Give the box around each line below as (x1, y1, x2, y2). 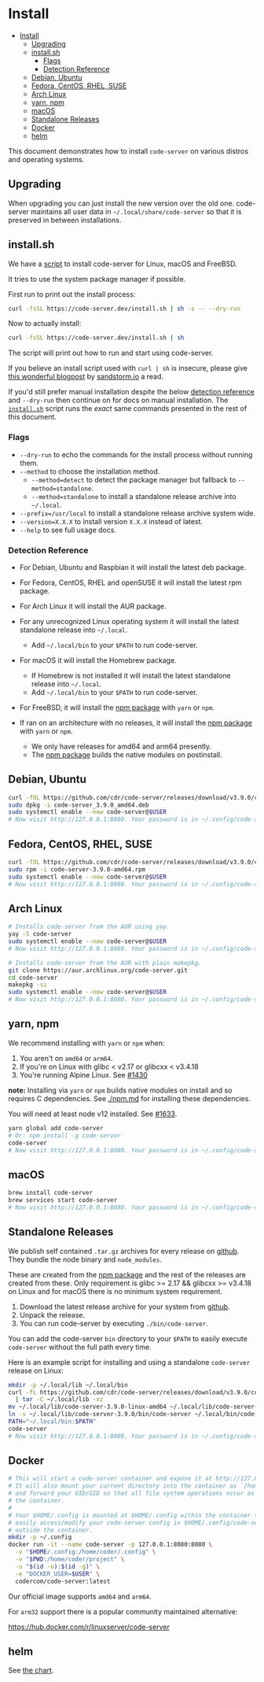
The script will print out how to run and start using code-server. (8, 348, 214, 358)
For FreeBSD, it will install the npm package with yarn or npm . (19, 702, 214, 712)
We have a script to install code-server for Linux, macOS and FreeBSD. (8, 259, 237, 268)
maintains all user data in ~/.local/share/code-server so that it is (31, 206, 242, 216)
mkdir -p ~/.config (8, 1533, 72, 1541)
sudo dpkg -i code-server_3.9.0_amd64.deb (8, 800, 149, 809)
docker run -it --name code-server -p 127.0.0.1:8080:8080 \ (8, 1540, 213, 1549)
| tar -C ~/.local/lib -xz (15, 1396, 104, 1403)
